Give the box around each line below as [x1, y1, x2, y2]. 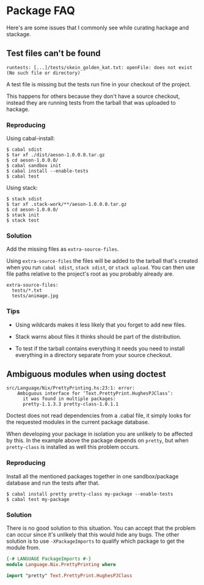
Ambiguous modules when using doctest [6, 369, 166, 380]
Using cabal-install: [6, 135, 55, 142]
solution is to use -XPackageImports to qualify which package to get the [6, 537, 185, 545]
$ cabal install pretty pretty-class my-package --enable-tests [6, 491, 173, 497]
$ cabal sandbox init [6, 163, 62, 169]
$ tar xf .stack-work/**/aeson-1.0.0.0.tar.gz [6, 202, 127, 208]
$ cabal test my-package [6, 496, 70, 502]
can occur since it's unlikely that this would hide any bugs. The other [6, 531, 180, 538]
